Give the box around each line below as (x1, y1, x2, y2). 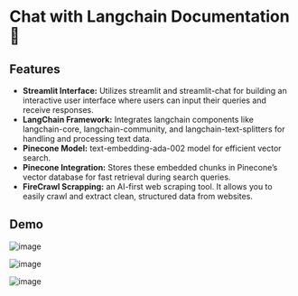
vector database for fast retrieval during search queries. (22, 171, 231, 182)
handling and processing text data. (22, 134, 152, 143)
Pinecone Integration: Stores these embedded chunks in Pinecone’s (22, 162, 278, 172)
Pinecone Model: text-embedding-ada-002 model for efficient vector (22, 143, 282, 153)
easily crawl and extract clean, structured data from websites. (22, 191, 253, 201)
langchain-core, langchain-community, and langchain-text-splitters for (22, 124, 285, 134)
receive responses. (22, 105, 95, 115)
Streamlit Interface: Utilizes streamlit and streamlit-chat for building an (22, 86, 287, 96)
